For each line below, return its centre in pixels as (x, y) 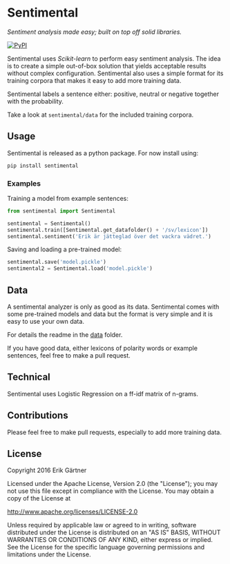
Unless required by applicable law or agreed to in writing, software (102, 525)
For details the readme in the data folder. (65, 334)
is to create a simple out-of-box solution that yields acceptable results (107, 66)
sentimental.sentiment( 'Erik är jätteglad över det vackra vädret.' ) (109, 236)
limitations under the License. (49, 554)
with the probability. (36, 101)
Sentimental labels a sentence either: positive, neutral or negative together (113, 94)
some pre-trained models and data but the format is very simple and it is (110, 314)
